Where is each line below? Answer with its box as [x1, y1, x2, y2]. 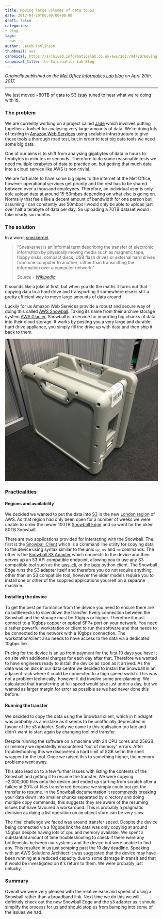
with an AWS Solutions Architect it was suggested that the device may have [5, 850, 156, 856]
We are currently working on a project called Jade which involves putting [5, 120, 151, 126]
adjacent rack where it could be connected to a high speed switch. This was [5, 671, 158, 677]
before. [5, 691, 20, 697]
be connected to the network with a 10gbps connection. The [5, 630, 126, 636]
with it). [5, 97, 20, 103]
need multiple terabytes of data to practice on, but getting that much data [5, 161, 152, 167]
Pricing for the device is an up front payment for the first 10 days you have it [5, 650, 157, 656]
